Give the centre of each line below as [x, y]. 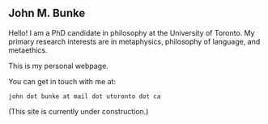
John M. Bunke [47, 13]
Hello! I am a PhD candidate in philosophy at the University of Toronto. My [132, 32]
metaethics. [28, 50]
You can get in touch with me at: [62, 81]
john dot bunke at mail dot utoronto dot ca [85, 96]
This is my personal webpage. [59, 66]
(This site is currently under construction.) [79, 111]
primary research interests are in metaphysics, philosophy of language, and [134, 41]
